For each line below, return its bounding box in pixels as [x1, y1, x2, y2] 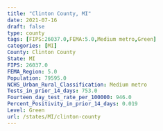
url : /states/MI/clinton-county [7, 113, 101, 120]
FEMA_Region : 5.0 [7, 68, 58, 75]
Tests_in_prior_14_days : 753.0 [7, 87, 98, 94]
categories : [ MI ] [7, 42, 58, 49]
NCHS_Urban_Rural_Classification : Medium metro [7, 81, 148, 88]
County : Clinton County [7, 49, 76, 56]
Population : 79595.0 [7, 74, 67, 82]
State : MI [7, 55, 36, 62]
